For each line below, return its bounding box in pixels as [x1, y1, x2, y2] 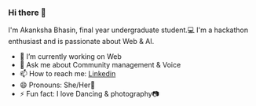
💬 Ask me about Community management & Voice [19, 60, 181, 70]
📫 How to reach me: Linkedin [19, 69, 116, 79]
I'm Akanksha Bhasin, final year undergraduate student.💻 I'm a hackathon [8, 25, 249, 35]
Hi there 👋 [8, 7, 47, 18]
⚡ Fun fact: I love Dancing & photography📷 [19, 90, 159, 99]
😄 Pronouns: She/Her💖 [19, 80, 96, 90]
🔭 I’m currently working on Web [19, 52, 122, 61]
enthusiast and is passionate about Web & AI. [8, 37, 155, 46]
